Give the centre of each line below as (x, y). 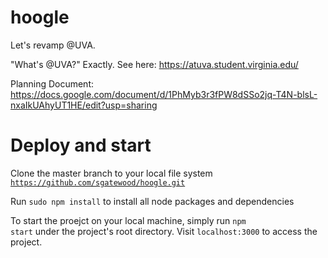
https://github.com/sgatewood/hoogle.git (98, 182)
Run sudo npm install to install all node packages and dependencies (152, 201)
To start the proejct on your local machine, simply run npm (128, 220)
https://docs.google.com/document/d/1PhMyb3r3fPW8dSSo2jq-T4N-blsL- (164, 94)
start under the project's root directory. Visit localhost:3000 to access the (164, 231)
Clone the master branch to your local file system (111, 173)
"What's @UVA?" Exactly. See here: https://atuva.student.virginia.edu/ (154, 64)
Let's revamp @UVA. (53, 45)
